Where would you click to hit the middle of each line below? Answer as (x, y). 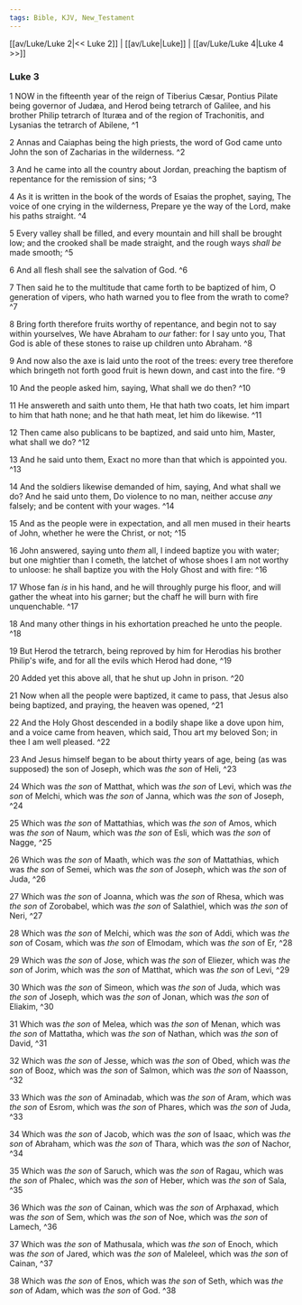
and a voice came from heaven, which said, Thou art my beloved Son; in (143, 732)
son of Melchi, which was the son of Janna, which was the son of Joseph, (147, 796)
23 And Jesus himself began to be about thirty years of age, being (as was (148, 759)
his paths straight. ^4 (48, 215)
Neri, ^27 (26, 915)
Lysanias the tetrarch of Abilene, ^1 (74, 125)
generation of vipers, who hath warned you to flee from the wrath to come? (149, 297)
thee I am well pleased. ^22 (60, 741)
